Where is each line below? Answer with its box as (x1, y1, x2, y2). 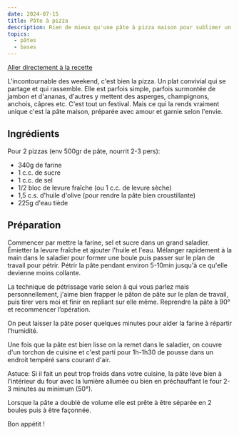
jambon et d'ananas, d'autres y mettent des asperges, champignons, (7, 92, 210, 101)
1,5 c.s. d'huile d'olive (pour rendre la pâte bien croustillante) (17, 190, 196, 200)
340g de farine (17, 160, 62, 169)
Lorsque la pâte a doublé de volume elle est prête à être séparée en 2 (7, 398, 212, 406)
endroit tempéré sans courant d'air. (7, 355, 111, 364)
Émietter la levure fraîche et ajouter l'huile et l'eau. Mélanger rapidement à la (7, 245, 232, 254)
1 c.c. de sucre (17, 168, 61, 177)
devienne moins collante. (7, 268, 81, 277)
